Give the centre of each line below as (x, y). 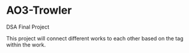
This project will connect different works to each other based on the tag (95, 38)
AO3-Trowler (39, 10)
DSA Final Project (28, 27)
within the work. (26, 45)
